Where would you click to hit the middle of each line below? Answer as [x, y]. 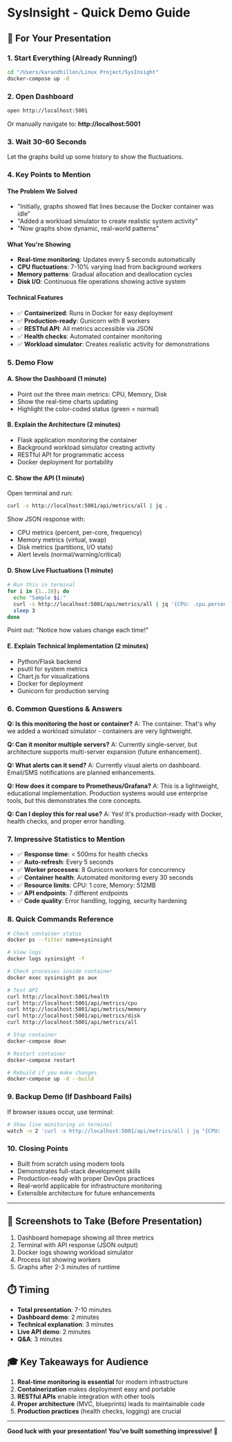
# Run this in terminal [41, 585]
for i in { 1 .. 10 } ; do [38, 591]
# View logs [24, 952]
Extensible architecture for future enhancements [86, 1193]
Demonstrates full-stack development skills [79, 1171]
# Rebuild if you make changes [52, 1072]
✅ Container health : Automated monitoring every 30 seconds [105, 877]
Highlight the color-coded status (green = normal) [88, 408]
